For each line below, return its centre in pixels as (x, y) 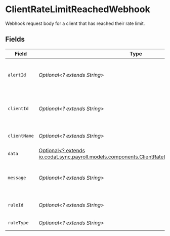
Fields (15, 39)
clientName (21, 136)
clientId (18, 108)
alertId (17, 75)
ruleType (18, 223)
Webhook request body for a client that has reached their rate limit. (75, 23)
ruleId (16, 205)
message (17, 178)
